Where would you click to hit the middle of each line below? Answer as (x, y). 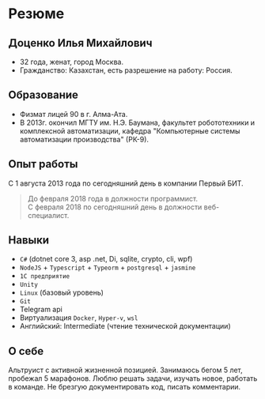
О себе (26, 351)
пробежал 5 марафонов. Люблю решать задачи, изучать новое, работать (133, 378)
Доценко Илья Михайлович (80, 43)
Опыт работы (43, 164)
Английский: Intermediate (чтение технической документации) (125, 326)
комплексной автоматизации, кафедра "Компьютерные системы (130, 130)
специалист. (48, 215)
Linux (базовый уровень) (62, 292)
